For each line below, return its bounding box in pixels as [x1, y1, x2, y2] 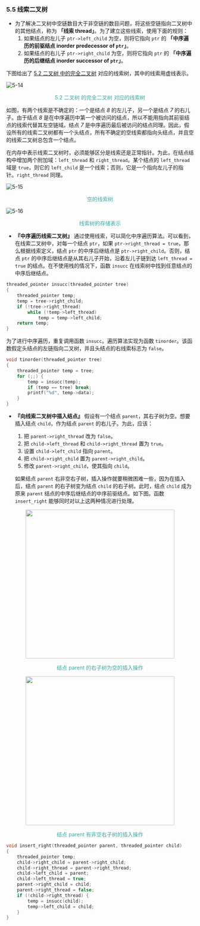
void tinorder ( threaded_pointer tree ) [6, 357, 102, 363]
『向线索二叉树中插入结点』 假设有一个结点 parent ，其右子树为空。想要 [14, 413, 190, 420]
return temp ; [17, 320, 49, 326]
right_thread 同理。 [17, 172, 66, 179]
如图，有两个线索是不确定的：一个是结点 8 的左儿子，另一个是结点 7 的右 [6, 107, 186, 114]
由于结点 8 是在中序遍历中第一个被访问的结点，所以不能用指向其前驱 [16, 114, 185, 121]
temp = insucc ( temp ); [27, 379, 82, 385]
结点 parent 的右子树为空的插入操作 [56, 664, 144, 671]
